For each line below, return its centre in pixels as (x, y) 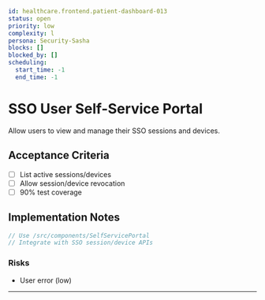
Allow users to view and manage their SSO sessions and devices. (114, 131)
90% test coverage (51, 192)
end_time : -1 (37, 77)
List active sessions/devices (65, 174)
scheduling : (28, 63)
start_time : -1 (40, 70)
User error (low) (46, 280)
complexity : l (32, 33)
